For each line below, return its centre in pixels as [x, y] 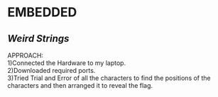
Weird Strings [38, 39]
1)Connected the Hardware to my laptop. [67, 63]
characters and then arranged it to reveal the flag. [80, 85]
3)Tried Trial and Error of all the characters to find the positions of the [109, 78]
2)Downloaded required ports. [51, 70]
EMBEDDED [42, 12]
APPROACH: [26, 55]
